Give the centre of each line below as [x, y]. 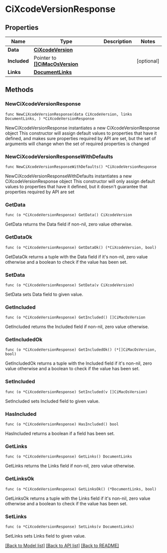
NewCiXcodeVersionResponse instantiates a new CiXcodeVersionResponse [83, 128]
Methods [19, 90]
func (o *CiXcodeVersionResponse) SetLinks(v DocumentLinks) [70, 527]
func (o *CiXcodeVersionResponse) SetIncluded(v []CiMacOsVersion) [77, 392]
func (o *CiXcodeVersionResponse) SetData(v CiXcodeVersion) [70, 285]
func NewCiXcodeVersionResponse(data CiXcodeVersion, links [69, 114]
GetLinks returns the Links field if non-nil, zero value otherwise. [70, 466]
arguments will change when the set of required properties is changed [77, 144]
